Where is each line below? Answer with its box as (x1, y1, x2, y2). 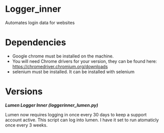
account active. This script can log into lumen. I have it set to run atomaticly (5, 117, 159, 123)
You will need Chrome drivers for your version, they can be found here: (12, 58, 157, 64)
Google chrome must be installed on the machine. (12, 53, 114, 59)
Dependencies (5, 37, 66, 48)
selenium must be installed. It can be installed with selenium (12, 69, 135, 75)
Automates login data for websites (5, 20, 75, 26)
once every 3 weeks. (5, 122, 48, 128)
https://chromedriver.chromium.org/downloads (12, 63, 108, 69)
